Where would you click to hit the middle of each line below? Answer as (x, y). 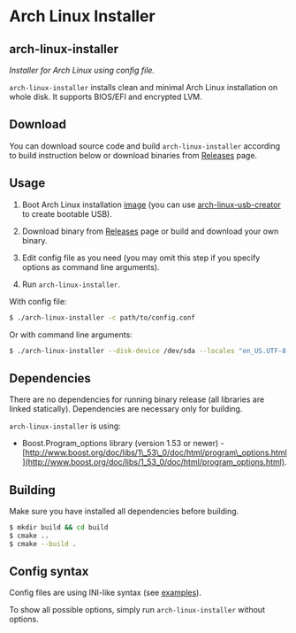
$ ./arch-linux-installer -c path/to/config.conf (102, 317)
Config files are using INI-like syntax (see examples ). (105, 593)
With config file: (38, 301)
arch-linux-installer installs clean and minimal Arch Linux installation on (144, 87)
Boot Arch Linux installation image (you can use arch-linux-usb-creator (151, 205)
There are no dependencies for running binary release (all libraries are (137, 399)
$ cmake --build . (43, 544)
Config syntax (49, 571)
